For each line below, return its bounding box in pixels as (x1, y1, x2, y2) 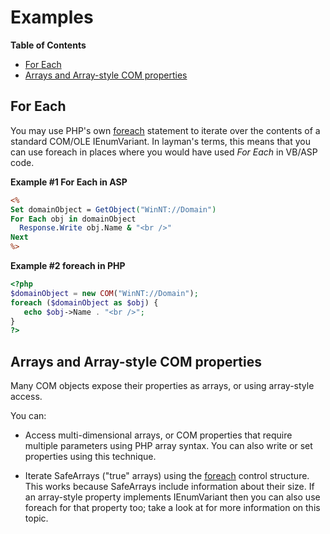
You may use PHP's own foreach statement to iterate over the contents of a (10, 124, 321, 136)
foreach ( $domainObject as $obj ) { (10, 297, 159, 308)
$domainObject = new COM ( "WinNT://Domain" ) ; (10, 288, 199, 298)
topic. (24, 512, 49, 525)
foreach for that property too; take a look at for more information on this (24, 502, 321, 514)
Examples (10, 6, 94, 29)
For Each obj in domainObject (10, 214, 137, 224)
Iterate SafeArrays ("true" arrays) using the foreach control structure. (24, 470, 310, 482)
